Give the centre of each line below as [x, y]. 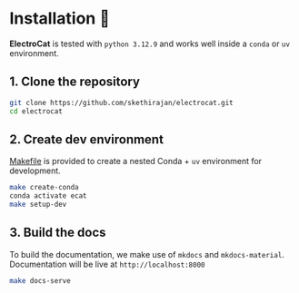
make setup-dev [38, 205]
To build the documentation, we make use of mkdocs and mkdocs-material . [147, 254]
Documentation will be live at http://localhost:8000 [107, 264]
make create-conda [44, 188]
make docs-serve [40, 280]
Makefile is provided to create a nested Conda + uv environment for [135, 161]
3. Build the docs [58, 233]
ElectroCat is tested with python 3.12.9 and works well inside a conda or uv [150, 44]
